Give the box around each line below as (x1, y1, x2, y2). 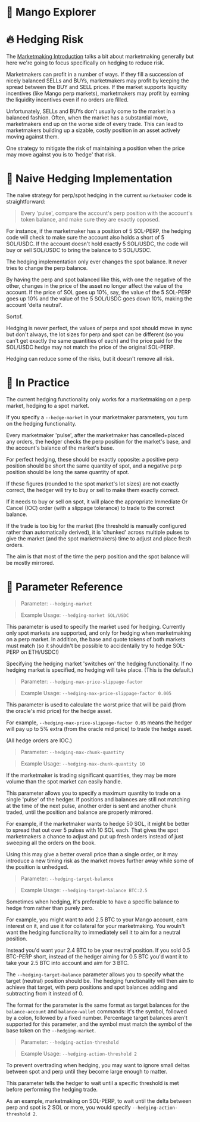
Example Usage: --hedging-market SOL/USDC (20, 611, 129, 619)
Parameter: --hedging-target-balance (20, 875, 114, 882)
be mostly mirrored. (6, 560, 55, 566)
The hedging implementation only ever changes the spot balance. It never (6, 258, 187, 265)
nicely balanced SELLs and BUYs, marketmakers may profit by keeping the (6, 77, 189, 84)
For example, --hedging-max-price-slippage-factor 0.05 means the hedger (6, 719, 192, 726)
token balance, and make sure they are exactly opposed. (20, 216, 160, 223)
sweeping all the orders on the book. (6, 839, 96, 846)
